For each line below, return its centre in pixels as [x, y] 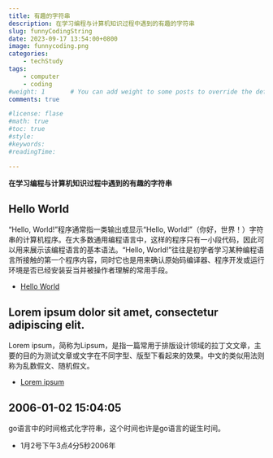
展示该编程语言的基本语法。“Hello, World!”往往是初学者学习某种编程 [143, 250]
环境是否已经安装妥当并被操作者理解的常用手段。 [90, 270]
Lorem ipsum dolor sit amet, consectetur [113, 312]
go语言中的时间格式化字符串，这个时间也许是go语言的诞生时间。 [117, 428]
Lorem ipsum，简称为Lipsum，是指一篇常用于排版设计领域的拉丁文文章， [131, 346]
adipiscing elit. [47, 325]
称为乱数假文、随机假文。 [51, 366]
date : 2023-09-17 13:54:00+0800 [63, 39]
